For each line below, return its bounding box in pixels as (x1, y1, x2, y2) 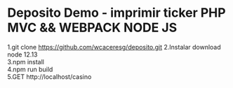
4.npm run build (7, 65, 53, 73)
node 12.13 (7, 50, 38, 59)
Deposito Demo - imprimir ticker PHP (7, 5, 226, 21)
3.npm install (7, 57, 44, 66)
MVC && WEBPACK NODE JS (7, 20, 178, 36)
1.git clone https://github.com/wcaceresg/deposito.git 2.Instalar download (7, 43, 221, 51)
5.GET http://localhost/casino (7, 72, 92, 81)
